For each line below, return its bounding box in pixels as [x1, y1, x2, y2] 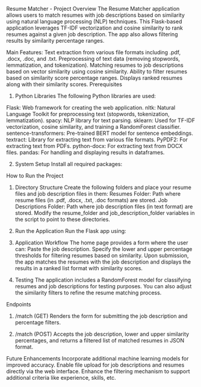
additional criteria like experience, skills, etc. [6, 374, 116, 381]
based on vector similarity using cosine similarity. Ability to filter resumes [6, 68, 188, 75]
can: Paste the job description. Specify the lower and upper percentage [14, 246, 193, 252]
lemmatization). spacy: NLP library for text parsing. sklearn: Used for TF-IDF [6, 117, 196, 124]
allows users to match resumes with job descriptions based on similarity [6, 11, 185, 19]
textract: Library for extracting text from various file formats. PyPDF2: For [6, 136, 188, 143]
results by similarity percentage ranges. [6, 37, 105, 44]
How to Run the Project [6, 172, 64, 179]
